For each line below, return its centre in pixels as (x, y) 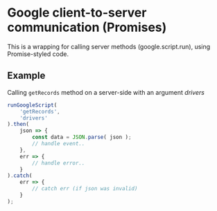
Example (26, 76)
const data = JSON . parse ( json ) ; (82, 137)
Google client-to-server (77, 13)
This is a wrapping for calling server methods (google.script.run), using (109, 46)
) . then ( (18, 125)
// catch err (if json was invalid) (85, 189)
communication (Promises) (87, 27)
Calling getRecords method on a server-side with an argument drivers (106, 92)
